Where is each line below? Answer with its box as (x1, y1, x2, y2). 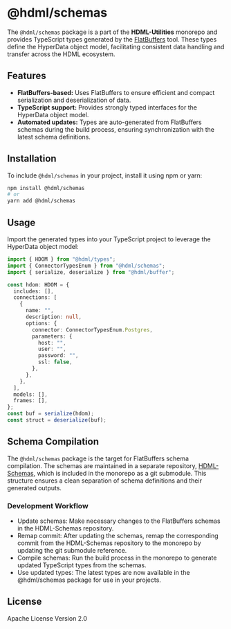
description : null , (25, 313, 82, 320)
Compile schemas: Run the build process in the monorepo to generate (17, 553, 217, 562)
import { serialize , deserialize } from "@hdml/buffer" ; (7, 268, 175, 275)
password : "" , (37, 352, 79, 359)
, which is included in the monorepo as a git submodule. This (33, 469, 207, 477)
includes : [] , (13, 288, 54, 295)
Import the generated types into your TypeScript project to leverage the (7, 235, 211, 243)
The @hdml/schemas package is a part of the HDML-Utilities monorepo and (7, 28, 218, 36)
